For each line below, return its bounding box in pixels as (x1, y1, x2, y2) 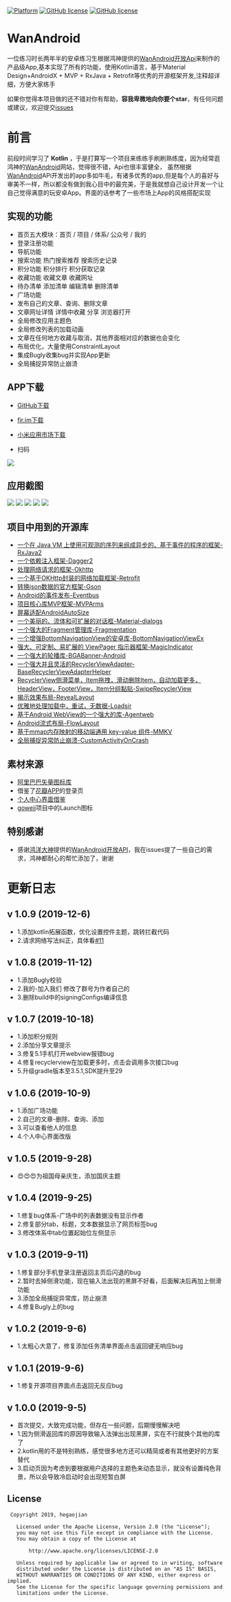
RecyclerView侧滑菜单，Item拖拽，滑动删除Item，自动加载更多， (16, 676, 201, 685)
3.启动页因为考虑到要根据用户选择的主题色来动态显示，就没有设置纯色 (16, 1464, 216, 1473)
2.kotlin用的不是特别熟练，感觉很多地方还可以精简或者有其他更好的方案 (16, 1447, 219, 1455)
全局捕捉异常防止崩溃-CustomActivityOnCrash (16, 736, 149, 745)
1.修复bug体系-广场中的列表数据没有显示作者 (16, 1211, 144, 1219)
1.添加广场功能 (16, 1106, 58, 1115)
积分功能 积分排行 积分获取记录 (16, 264, 105, 273)
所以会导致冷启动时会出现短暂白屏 (29, 1473, 126, 1481)
